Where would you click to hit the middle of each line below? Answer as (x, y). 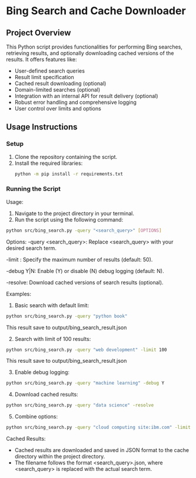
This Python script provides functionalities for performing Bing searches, (94, 47)
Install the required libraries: (49, 163)
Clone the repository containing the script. (66, 157)
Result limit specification (44, 77)
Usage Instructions (42, 127)
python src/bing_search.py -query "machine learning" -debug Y (85, 383)
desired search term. (31, 248)
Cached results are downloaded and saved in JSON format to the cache (102, 450)
